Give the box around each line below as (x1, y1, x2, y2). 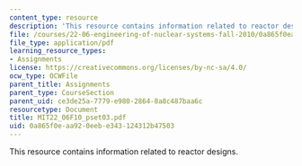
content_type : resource (9, 13, 99, 22)
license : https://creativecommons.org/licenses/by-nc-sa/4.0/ (9, 64, 247, 73)
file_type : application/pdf (9, 38, 115, 48)
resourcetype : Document (9, 105, 99, 114)
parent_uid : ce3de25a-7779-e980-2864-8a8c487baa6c (9, 96, 203, 106)
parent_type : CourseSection (9, 88, 115, 97)
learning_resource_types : (9, 47, 106, 56)
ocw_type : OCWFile (9, 72, 78, 81)
